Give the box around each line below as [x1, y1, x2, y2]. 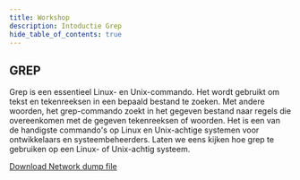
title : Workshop [9, 13, 70, 22]
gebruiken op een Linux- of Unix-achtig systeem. [9, 144, 191, 155]
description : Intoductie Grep [9, 21, 123, 30]
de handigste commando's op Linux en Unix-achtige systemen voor [9, 124, 260, 135]
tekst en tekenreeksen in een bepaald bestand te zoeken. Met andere [9, 96, 266, 107]
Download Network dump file [9, 161, 118, 172]
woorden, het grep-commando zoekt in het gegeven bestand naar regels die [9, 106, 292, 116]
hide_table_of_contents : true [9, 30, 123, 39]
